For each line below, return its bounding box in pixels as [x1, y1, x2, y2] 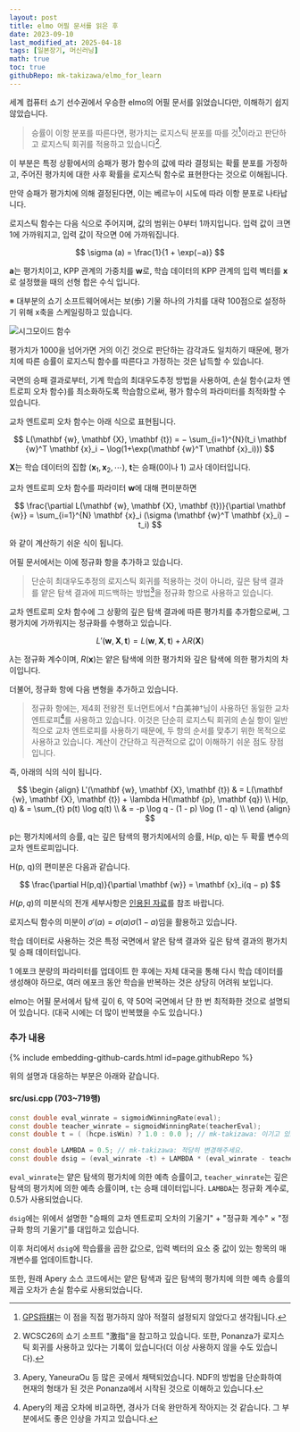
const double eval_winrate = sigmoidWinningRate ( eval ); [9, 1113, 221, 1122]
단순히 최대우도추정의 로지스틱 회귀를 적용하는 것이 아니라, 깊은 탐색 [30, 575, 268, 586]
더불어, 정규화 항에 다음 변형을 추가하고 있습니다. [9, 684, 179, 695]
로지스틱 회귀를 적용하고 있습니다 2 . [40, 137, 162, 150]
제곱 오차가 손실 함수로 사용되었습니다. [9, 1285, 143, 1295]
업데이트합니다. [39, 1254, 94, 1265]
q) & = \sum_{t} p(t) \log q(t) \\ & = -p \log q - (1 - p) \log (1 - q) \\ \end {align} [9, 803, 291, 814]
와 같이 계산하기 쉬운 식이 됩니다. [9, 537, 124, 548]
